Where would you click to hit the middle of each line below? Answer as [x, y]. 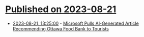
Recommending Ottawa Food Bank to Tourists [61, 28]
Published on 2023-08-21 [61, 9]
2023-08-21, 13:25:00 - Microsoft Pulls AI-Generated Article [76, 23]
